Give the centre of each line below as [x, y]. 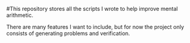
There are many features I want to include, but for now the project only [95, 27]
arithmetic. [20, 15]
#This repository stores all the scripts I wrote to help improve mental [92, 9]
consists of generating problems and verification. [68, 33]
